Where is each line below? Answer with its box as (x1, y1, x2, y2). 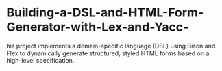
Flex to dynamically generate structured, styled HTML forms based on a (6, 49, 210, 57)
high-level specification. (6, 56, 75, 64)
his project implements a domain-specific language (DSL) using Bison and (6, 42, 216, 50)
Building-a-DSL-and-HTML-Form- (6, 5, 204, 20)
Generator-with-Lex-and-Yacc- (6, 19, 189, 35)
